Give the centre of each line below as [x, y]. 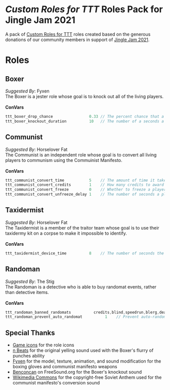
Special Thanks [30, 333]
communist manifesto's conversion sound [56, 383]
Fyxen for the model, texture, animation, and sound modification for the [87, 361]
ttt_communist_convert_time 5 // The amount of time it [80, 180]
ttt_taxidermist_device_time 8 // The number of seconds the [85, 253]
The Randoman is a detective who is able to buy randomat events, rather [81, 287]
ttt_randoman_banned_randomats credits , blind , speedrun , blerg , [82, 312]
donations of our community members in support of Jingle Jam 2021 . [77, 40]
